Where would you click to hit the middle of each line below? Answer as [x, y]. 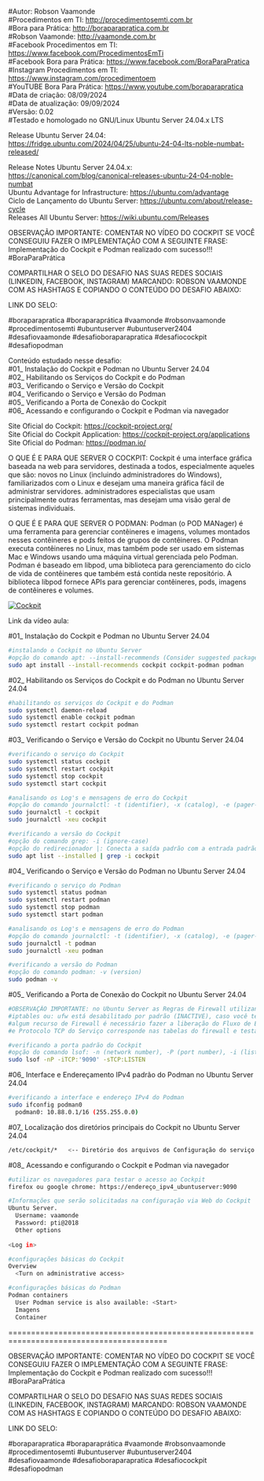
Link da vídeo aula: [38, 620]
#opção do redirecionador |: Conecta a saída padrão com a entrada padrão [133, 848]
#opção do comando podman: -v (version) [75, 972]
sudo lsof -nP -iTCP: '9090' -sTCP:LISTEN [77, 1060]
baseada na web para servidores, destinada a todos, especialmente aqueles [132, 466]
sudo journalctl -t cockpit [54, 813]
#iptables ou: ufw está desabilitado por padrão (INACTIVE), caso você [128, 1016]
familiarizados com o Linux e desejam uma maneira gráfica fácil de [116, 483]
